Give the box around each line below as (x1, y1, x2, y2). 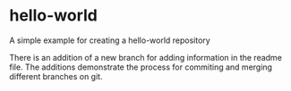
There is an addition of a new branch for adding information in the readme (9, 52, 282, 62)
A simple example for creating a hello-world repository (9, 35, 210, 45)
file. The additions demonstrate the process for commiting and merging (9, 62, 273, 72)
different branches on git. (9, 70, 103, 81)
